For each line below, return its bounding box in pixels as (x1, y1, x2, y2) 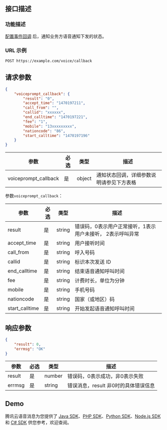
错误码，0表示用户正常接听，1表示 (75, 223, 156, 230)
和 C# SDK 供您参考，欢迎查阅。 (5, 420, 72, 426)
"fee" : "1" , (23, 119, 48, 124)
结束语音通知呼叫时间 (75, 268, 125, 275)
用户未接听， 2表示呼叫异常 (75, 231, 139, 238)
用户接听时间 (75, 240, 105, 247)
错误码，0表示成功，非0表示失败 (67, 373, 144, 380)
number (44, 373, 63, 380)
